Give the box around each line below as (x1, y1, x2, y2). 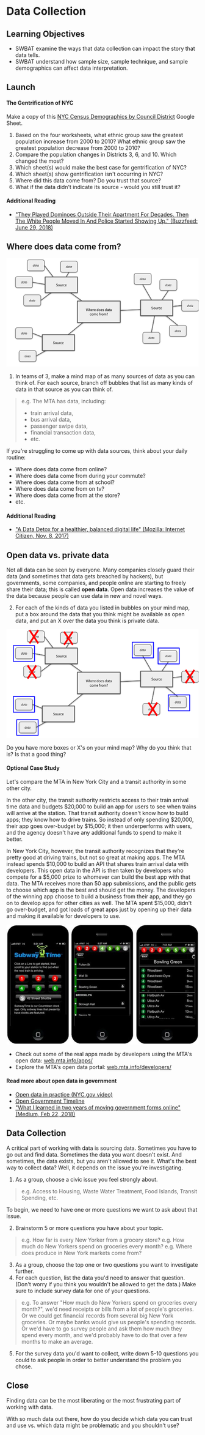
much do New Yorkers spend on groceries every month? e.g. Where (21, 1242, 193, 1250)
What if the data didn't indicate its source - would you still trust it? (15, 183, 181, 190)
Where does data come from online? (15, 466, 107, 473)
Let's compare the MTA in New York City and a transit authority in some (6, 778, 187, 785)
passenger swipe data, (30, 422, 88, 430)
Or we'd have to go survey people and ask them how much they (21, 1325, 182, 1332)
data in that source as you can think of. (15, 386, 113, 393)
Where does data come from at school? (15, 479, 115, 486)
